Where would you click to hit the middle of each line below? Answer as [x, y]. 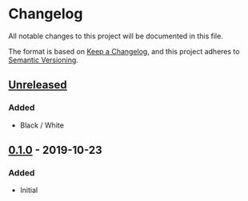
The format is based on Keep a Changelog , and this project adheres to [124, 51]
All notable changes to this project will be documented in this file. [116, 36]
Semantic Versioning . [43, 60]
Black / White [42, 125]
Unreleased [38, 85]
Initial [29, 190]
